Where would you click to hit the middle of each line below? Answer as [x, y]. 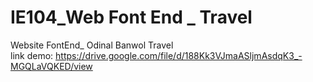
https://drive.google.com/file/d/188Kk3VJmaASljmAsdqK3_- [179, 55]
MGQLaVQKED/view [51, 66]
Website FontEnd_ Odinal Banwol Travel [92, 45]
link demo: [32, 55]
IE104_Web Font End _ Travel [131, 17]
